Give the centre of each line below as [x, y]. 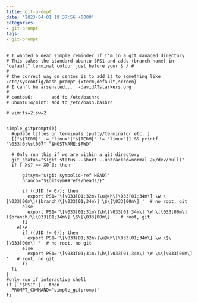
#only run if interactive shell [46, 280]
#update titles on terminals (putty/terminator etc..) [81, 134]
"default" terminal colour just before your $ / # [70, 66]
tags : [13, 34]
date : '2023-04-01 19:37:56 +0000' [50, 17]
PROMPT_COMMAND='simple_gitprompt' [56, 290]
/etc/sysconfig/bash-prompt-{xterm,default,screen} [71, 82]
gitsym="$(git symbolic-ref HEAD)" [66, 176]
